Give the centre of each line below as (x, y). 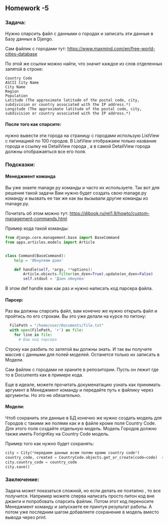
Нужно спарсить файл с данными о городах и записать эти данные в (79, 33)
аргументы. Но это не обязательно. (43, 395)
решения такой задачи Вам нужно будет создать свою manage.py (76, 193)
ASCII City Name (22, 82)
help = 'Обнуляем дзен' (39, 260)
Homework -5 (27, 8)
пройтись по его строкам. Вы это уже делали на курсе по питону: (76, 316)
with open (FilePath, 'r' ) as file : (47, 330)
